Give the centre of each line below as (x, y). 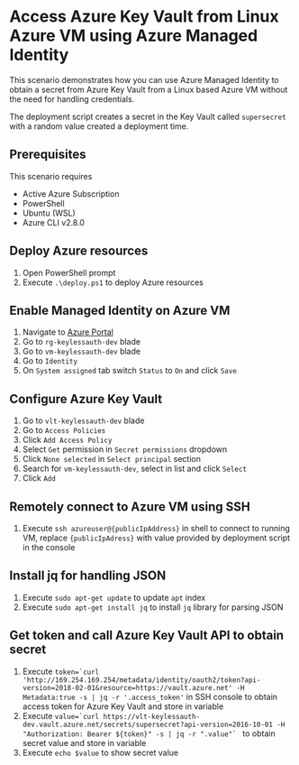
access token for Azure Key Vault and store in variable (123, 706)
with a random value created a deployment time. (99, 126)
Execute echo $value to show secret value (100, 752)
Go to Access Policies (64, 430)
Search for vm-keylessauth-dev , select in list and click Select (135, 469)
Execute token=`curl (61, 671)
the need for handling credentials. (72, 99)
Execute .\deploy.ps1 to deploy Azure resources (113, 282)
